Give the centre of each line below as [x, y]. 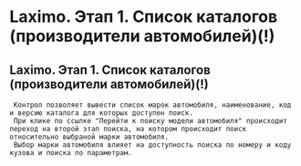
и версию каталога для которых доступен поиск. [102, 113]
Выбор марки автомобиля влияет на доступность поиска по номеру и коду [152, 145]
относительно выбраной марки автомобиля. [89, 137]
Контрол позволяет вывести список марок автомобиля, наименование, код [152, 105]
